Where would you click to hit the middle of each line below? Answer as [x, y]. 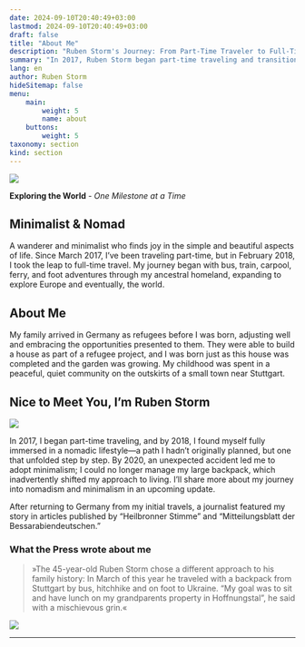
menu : [20, 93]
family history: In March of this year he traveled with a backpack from [162, 579]
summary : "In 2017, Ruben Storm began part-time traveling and [132, 60]
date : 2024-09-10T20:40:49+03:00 [73, 18]
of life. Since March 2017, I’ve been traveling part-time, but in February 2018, [152, 256]
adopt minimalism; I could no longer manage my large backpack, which [143, 470]
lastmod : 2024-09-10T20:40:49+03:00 [79, 26]
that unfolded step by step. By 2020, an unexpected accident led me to [143, 460]
